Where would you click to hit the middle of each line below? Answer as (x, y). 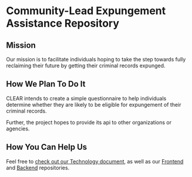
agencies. (18, 129)
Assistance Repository (63, 23)
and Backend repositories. (38, 168)
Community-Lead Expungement (86, 11)
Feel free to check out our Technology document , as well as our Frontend (95, 161)
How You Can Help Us (47, 147)
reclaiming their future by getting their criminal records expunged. (86, 65)
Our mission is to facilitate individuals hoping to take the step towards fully (96, 59)
